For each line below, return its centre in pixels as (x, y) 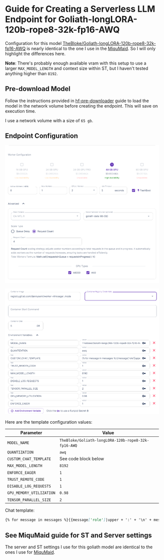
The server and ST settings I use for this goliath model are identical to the (79, 547)
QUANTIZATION (20, 452)
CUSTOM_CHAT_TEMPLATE (29, 459)
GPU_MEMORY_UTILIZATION (31, 493)
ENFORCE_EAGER (21, 473)
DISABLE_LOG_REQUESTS (29, 486)
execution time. (20, 111)
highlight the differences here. (35, 54)
